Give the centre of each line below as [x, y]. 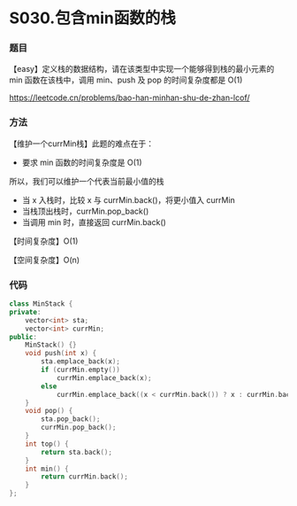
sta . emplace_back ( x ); [81, 362]
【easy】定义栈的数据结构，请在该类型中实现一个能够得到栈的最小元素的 [142, 69]
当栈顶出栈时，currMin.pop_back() [85, 211]
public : [23, 337]
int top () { [47, 444]
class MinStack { [41, 304]
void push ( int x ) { [61, 354]
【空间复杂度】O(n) [45, 260]
